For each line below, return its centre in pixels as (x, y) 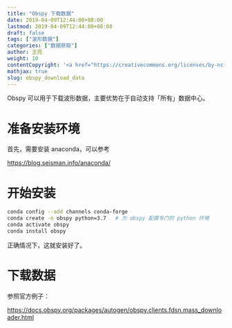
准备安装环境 (44, 129)
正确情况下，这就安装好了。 (47, 245)
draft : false (26, 33)
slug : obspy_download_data (46, 78)
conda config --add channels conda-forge (68, 212)
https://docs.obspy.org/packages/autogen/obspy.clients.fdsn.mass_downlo (115, 310)
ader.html (21, 317)
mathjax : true (28, 71)
